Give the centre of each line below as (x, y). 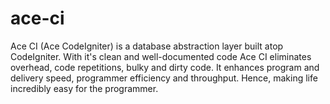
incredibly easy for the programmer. (84, 88)
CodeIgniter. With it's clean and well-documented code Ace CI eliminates (161, 56)
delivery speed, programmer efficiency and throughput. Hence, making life (164, 78)
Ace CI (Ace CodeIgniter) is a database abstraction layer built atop (147, 46)
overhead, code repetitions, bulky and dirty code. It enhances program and (165, 67)
